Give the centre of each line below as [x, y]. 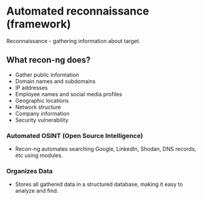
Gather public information [47, 75]
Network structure [38, 107]
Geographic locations [42, 100]
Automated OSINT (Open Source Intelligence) [75, 136]
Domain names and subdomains [55, 81]
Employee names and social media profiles [69, 94]
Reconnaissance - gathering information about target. [73, 41]
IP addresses [31, 88]
